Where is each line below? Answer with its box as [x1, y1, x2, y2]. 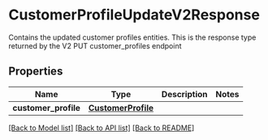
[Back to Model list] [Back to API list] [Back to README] [8, 123, 195, 133]
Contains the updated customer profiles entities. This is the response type [8, 32, 257, 42]
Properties [8, 65, 63, 78]
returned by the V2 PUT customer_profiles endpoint [8, 40, 182, 50]
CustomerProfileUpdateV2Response [8, 6, 260, 24]
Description [161, 88, 209, 100]
